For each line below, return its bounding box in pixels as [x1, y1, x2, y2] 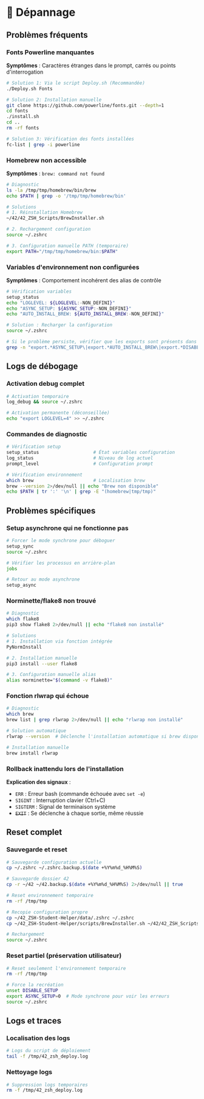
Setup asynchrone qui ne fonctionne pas [6, 523, 129, 532]
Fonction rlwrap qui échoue [6, 692, 89, 700]
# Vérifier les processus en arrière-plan [6, 560, 115, 566]
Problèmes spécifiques [6, 505, 96, 516]
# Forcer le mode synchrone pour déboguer [6, 538, 115, 544]
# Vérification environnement [6, 472, 83, 478]
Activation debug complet [6, 380, 85, 388]
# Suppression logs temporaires [6, 1081, 88, 1088]
